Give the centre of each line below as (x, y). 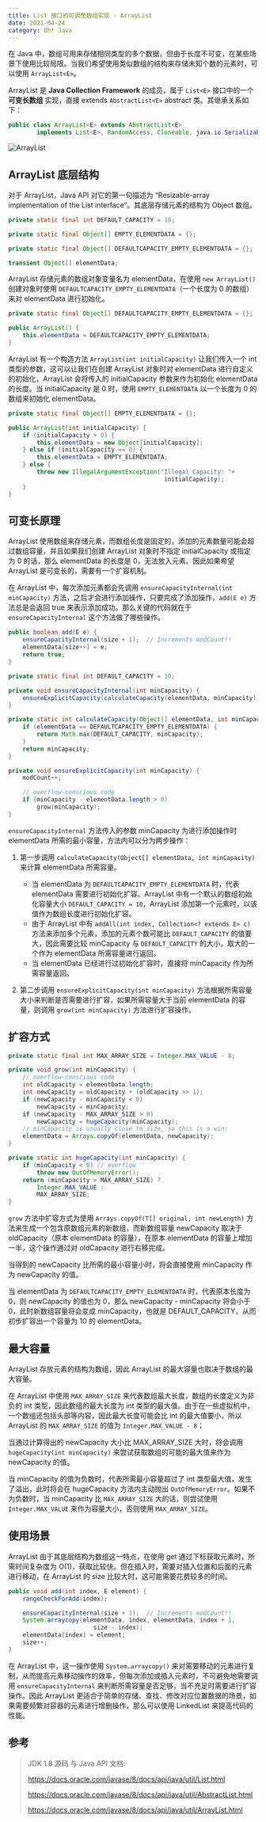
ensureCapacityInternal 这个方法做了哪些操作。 (86, 618)
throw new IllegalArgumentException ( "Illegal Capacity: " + (136, 472)
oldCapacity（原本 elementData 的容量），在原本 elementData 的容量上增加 (130, 1238)
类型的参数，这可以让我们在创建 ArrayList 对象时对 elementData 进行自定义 (131, 368)
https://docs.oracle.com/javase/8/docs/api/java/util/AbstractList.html (140, 1794)
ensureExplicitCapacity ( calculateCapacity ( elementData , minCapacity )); (143, 698)
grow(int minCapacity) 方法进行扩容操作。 (126, 1010)
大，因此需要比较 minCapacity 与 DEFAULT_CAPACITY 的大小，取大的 (140, 943)
